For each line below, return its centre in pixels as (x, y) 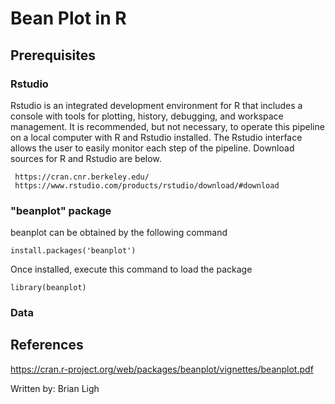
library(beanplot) (48, 288)
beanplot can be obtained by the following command (119, 233)
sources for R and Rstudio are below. (86, 158)
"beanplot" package (61, 210)
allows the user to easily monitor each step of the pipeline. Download (152, 148)
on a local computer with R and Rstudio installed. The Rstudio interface (156, 137)
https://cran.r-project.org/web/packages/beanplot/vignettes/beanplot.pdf (162, 369)
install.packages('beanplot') (73, 251)
